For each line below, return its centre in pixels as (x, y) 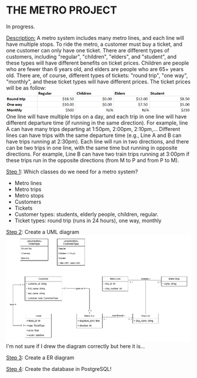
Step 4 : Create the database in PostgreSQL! (59, 369)
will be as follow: (26, 88)
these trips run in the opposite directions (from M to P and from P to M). (93, 160)
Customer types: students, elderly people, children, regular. (86, 214)
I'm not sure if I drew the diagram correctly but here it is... (76, 346)
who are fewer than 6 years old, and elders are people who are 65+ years (95, 69)
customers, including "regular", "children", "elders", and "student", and (91, 56)
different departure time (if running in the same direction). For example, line (97, 123)
